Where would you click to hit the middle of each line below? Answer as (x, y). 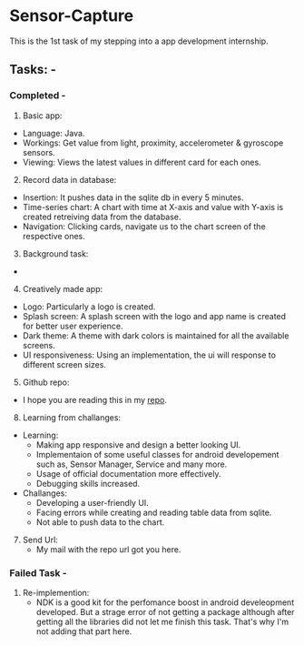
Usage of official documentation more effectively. (128, 473)
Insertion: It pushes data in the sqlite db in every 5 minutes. (133, 197)
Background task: (55, 253)
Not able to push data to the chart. (100, 522)
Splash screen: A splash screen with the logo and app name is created (154, 316)
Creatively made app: (63, 288)
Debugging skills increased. (88, 483)
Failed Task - (39, 572)
